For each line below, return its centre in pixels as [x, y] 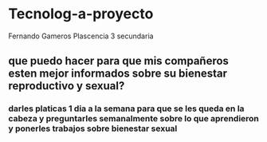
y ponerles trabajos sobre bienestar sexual [93, 128]
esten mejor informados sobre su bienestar [118, 74]
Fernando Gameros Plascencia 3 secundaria [81, 36]
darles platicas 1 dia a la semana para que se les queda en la [126, 108]
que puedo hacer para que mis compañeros [119, 61]
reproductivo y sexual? [67, 86]
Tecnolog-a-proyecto [81, 14]
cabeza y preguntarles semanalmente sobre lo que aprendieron [133, 119]
